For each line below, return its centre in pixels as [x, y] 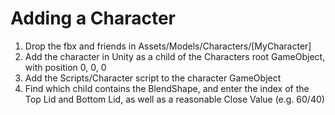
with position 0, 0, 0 [65, 67]
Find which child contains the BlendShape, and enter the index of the [167, 88]
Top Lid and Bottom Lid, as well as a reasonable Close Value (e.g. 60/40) [174, 99]
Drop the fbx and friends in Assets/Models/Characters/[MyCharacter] [168, 46]
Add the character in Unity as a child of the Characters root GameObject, [175, 56]
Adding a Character [93, 18]
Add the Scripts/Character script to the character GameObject [153, 78]
